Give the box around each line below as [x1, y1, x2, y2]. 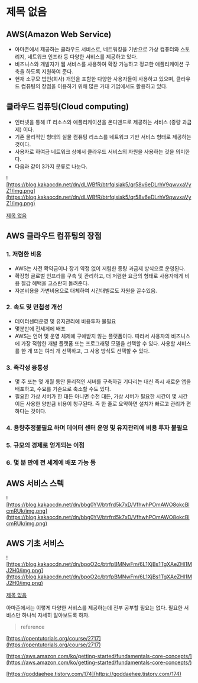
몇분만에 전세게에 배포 [14, 325, 66, 332]
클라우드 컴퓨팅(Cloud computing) [6, 102, 129, 112]
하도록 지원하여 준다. [25, 68, 74, 75]
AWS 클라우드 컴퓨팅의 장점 [6, 231, 102, 241]
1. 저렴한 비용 [6, 250, 42, 258]
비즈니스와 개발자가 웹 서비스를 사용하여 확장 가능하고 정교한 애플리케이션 [14, 60, 184, 67]
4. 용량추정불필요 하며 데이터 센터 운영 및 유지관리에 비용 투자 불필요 [6, 424, 188, 432]
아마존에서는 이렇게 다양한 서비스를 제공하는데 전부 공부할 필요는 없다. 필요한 [6, 604, 183, 611]
